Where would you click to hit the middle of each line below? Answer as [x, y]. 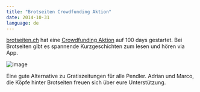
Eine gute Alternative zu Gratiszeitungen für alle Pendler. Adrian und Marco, [100, 76]
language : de [23, 23]
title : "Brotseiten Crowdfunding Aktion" [59, 12]
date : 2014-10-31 [28, 17]
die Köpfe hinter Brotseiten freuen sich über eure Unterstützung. [86, 82]
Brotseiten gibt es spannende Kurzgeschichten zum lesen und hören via [95, 46]
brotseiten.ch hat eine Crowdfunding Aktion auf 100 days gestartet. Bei [94, 40]
